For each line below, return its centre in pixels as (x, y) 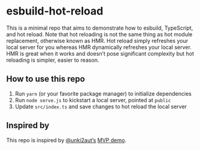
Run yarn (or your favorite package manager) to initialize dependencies (103, 93)
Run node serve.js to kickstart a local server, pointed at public (93, 100)
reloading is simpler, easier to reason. (53, 60)
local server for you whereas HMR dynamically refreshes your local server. (99, 47)
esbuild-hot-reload (55, 11)
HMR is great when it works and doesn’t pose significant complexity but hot (100, 53)
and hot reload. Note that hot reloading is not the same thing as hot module (99, 34)
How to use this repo (46, 79)
